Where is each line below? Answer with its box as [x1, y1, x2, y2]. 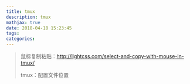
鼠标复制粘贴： [20, 53, 57, 59]
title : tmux [6, 8, 35, 15]
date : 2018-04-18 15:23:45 [6, 25, 72, 31]
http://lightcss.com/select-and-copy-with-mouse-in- [56, 53, 185, 59]
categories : [6, 36, 35, 42]
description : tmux [6, 14, 51, 20]
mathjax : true [6, 19, 41, 25]
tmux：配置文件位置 [20, 72, 69, 78]
